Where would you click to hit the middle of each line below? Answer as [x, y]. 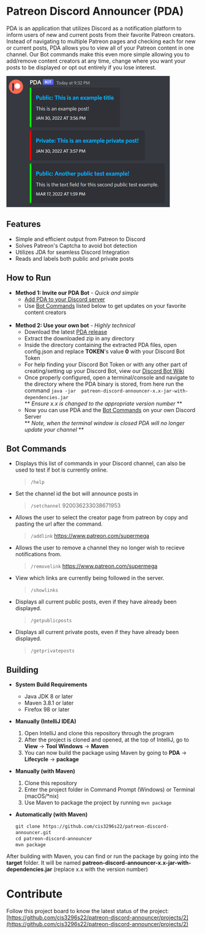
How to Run [29, 278]
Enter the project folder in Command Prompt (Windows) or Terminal [110, 790]
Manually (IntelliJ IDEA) [46, 721]
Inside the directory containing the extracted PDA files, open [100, 345]
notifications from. [38, 554]
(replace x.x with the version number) [101, 870]
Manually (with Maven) [45, 771]
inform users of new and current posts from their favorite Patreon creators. [101, 34]
